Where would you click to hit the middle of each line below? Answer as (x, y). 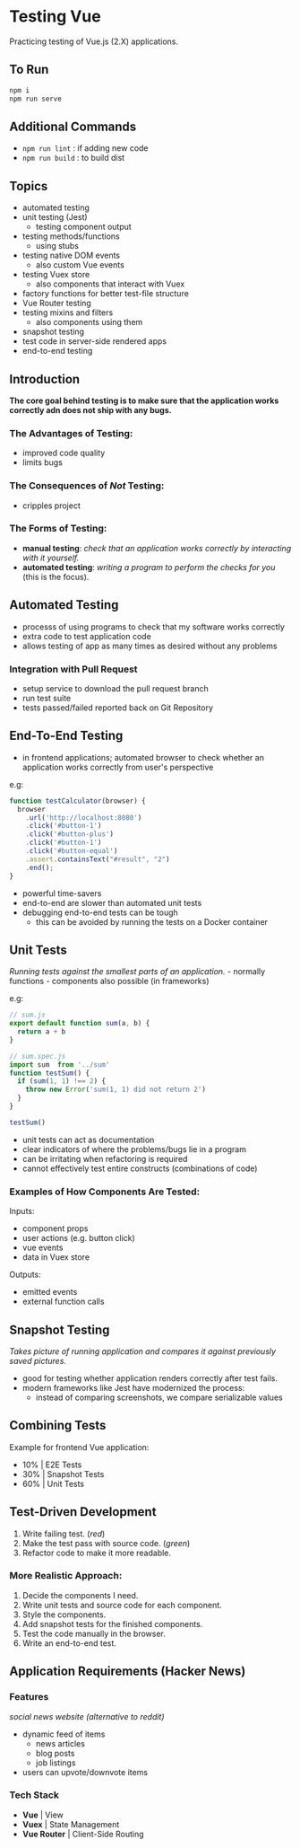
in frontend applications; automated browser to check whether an (143, 757)
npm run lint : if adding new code (86, 148)
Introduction (45, 379)
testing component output (83, 227)
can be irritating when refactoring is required (105, 1158)
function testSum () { (50, 1073)
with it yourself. (51, 558)
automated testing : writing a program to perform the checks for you (149, 567)
